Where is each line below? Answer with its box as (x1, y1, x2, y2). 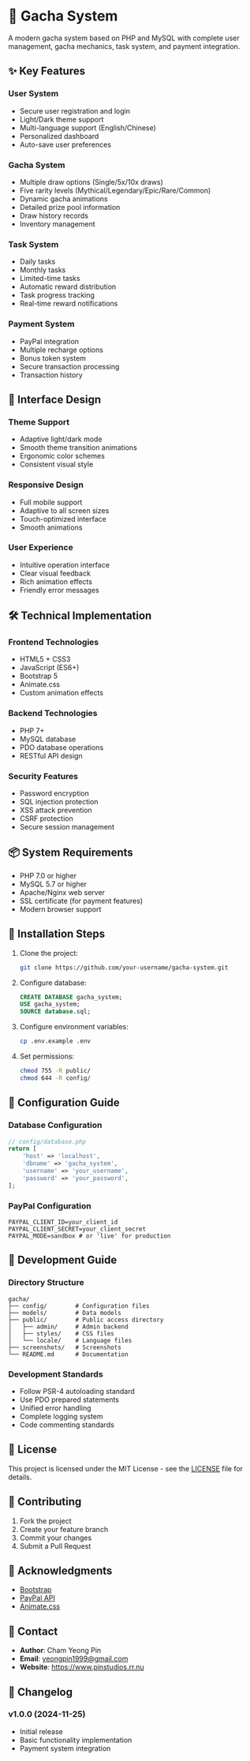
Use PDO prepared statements (19, 1395, 120, 1404)
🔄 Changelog (8, 1685, 73, 1699)
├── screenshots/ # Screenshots (8, 1343, 122, 1351)
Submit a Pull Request (19, 1541, 91, 1550)
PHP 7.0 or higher (19, 871, 77, 880)
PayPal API (19, 1594, 55, 1603)
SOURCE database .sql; (19, 1008, 91, 1016)
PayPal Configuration (8, 1200, 92, 1211)
